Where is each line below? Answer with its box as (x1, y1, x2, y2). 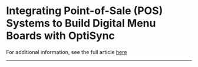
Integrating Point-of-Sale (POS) (6, 4, 163, 18)
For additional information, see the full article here (6, 48, 127, 55)
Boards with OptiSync (6, 29, 115, 42)
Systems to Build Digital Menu (6, 16, 156, 30)
